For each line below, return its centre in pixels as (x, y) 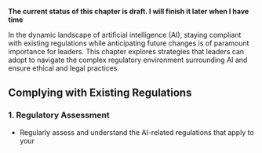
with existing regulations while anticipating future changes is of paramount (129, 43)
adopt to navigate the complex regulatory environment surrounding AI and (128, 60)
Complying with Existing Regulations (100, 93)
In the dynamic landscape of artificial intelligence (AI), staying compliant (125, 35)
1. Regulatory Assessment (59, 115)
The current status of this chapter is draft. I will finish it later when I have (129, 11)
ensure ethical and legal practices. (64, 68)
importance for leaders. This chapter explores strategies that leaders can (126, 51)
